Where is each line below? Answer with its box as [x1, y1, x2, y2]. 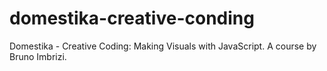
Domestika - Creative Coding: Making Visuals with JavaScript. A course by [9, 40, 317, 52]
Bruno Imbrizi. [9, 50, 67, 62]
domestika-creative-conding [9, 7, 255, 30]
